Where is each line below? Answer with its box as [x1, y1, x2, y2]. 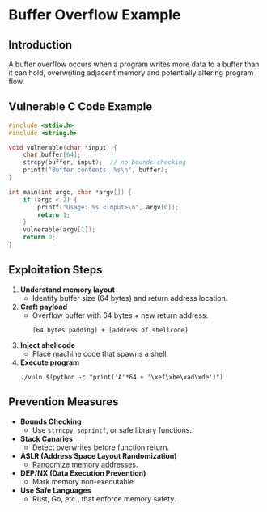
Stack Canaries [19, 434, 74, 443]
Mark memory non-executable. [32, 476, 136, 486]
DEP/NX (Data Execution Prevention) [19, 468, 146, 478]
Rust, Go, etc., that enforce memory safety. [32, 493, 176, 503]
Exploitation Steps [8, 263, 103, 277]
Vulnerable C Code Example [8, 99, 153, 114]
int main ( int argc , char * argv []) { [8, 188, 132, 196]
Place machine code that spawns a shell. [32, 349, 168, 358]
